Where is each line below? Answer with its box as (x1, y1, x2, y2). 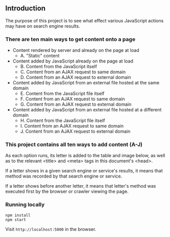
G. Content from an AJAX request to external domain (20, 101, 132, 107)
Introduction (5, 4, 46, 13)
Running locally (5, 201, 45, 208)
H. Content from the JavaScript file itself (20, 117, 106, 124)
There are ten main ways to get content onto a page (5, 36, 136, 43)
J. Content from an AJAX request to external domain (20, 128, 131, 134)
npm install (5, 213, 31, 218)
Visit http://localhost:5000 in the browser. (5, 226, 96, 232)
